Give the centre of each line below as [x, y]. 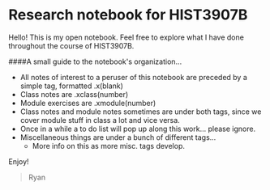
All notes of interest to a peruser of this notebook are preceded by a [133, 77]
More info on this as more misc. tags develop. [108, 146]
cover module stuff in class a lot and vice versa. [100, 120]
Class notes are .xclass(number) [74, 94]
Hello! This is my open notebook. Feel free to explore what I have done [126, 37]
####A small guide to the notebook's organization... [95, 61]
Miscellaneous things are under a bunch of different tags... [118, 137]
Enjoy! [19, 161]
